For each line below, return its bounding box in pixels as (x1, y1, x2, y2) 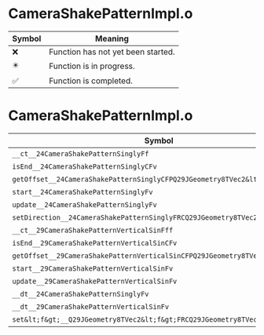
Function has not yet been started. (48, 46, 175, 57)
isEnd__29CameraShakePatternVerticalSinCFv (12, 239, 178, 247)
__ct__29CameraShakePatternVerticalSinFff (12, 225, 174, 235)
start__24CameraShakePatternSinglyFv (12, 188, 153, 196)
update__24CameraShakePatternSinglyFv (12, 200, 157, 209)
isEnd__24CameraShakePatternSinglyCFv (12, 162, 157, 171)
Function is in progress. (48, 60, 135, 71)
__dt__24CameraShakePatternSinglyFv (12, 289, 149, 298)
